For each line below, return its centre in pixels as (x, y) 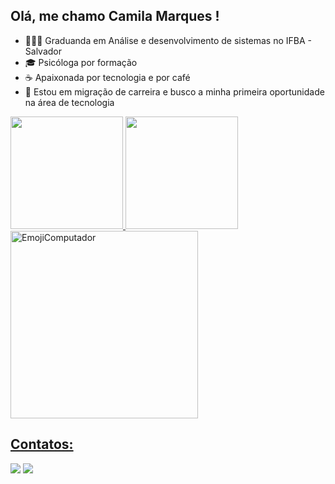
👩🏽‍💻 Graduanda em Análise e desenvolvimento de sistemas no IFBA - (168, 40)
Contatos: (42, 444)
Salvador (43, 51)
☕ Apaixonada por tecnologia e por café (107, 77)
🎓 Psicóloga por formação (81, 62)
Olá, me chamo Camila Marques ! (115, 16)
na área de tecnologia (69, 102)
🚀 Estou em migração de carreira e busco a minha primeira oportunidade (174, 91)
